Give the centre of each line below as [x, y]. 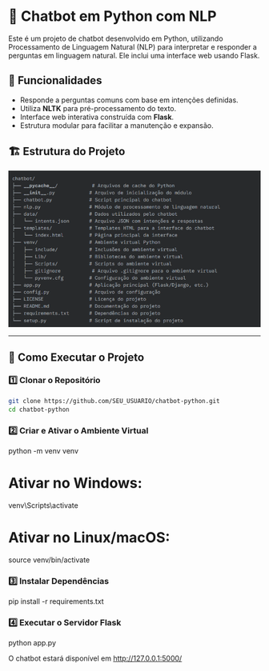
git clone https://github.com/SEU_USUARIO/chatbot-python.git [114, 401]
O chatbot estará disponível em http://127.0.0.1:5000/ [95, 658]
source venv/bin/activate [49, 560]
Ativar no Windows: [75, 483]
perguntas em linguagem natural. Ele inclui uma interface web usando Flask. [134, 55]
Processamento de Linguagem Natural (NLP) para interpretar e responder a [133, 46]
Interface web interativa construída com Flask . [97, 117]
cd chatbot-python [39, 409]
